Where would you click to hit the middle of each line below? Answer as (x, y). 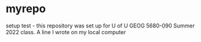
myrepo (26, 9)
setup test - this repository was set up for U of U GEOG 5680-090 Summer (100, 26)
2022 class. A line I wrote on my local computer (66, 32)
